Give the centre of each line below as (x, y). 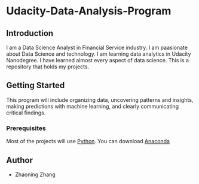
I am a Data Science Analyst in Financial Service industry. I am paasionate (97, 47)
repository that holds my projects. (48, 67)
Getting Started (36, 85)
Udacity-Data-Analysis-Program (89, 11)
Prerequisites (26, 128)
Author (19, 160)
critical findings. (26, 113)
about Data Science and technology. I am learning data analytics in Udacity (99, 54)
